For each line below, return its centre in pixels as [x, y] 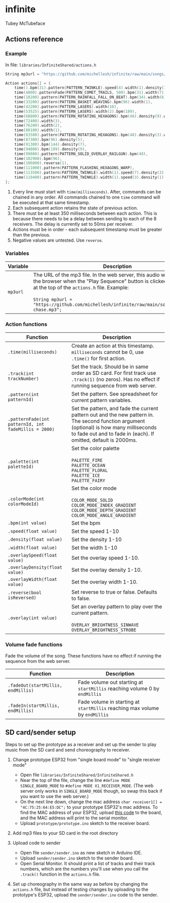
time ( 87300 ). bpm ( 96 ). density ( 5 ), [50, 140]
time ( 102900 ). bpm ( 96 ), [38, 159]
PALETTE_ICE [86, 476]
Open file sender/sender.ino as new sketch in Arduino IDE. [81, 853]
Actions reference [34, 39]
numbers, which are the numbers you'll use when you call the [84, 869]
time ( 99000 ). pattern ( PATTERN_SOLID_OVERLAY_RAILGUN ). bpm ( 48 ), [81, 154]
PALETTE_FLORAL [90, 470]
